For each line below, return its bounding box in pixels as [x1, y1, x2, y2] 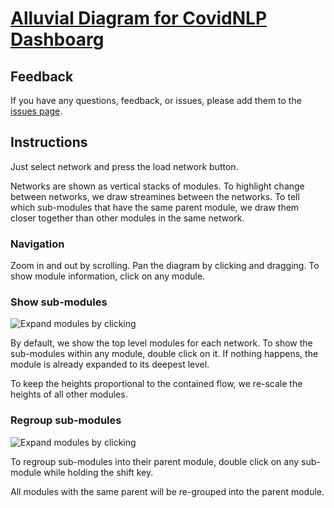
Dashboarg [10, 28, 105, 51]
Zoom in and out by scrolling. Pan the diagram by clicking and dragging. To [10, 260, 320, 272]
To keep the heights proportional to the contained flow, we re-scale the [10, 378, 303, 390]
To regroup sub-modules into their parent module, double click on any [10, 455, 300, 467]
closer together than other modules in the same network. [10, 212, 245, 224]
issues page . [10, 105, 63, 117]
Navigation [10, 237, 65, 251]
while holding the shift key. [43, 466, 154, 478]
